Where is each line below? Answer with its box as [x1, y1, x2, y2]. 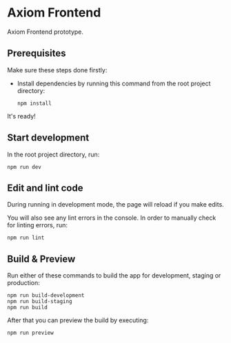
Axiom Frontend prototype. [7, 28, 84, 36]
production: [7, 279, 40, 287]
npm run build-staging [7, 298, 72, 305]
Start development [7, 132, 90, 144]
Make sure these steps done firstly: [7, 65, 108, 74]
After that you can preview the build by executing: [7, 316, 149, 324]
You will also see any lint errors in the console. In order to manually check [7, 214, 217, 222]
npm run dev [7, 163, 41, 170]
